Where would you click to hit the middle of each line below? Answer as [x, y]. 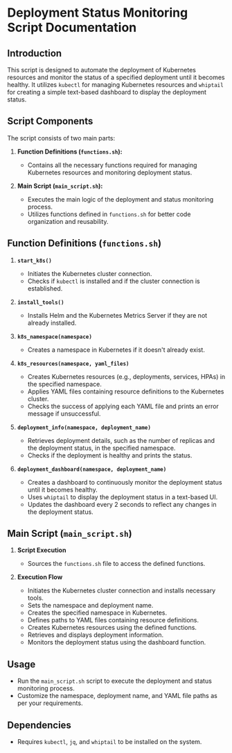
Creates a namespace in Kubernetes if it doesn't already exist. [116, 350]
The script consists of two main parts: [61, 138]
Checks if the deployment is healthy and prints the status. [110, 455]
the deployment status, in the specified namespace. [101, 448]
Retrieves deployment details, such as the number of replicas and [121, 440]
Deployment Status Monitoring [98, 13]
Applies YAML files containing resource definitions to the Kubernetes [126, 391]
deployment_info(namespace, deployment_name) [84, 428]
